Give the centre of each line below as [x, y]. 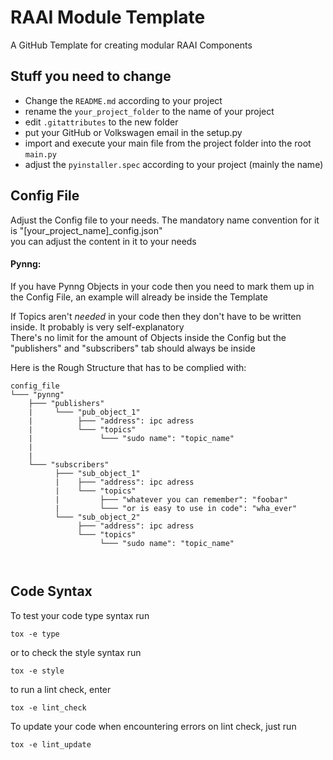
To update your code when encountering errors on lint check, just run [153, 726]
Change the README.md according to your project [123, 100]
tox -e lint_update [51, 744]
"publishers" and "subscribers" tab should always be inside [133, 348]
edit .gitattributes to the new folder [101, 122]
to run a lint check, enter [61, 689]
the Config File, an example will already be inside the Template [139, 297]
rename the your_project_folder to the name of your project [149, 111]
